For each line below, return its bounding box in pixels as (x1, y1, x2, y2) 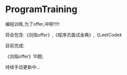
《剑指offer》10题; (5, 53, 44, 59)
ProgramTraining (5, 4, 78, 15)
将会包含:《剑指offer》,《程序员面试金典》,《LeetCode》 (5, 31, 122, 37)
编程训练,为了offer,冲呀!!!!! (5, 21, 60, 27)
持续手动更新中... (5, 64, 41, 70)
